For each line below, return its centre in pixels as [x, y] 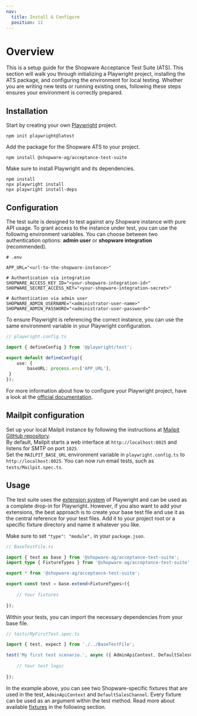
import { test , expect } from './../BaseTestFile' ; [70, 644]
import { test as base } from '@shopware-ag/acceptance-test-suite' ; [93, 557]
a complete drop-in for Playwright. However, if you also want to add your [94, 506]
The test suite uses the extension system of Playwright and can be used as [97, 499]
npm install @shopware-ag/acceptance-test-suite [67, 158]
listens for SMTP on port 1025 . [42, 448]
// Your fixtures [38, 595]
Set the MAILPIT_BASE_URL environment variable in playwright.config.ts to [96, 454]
